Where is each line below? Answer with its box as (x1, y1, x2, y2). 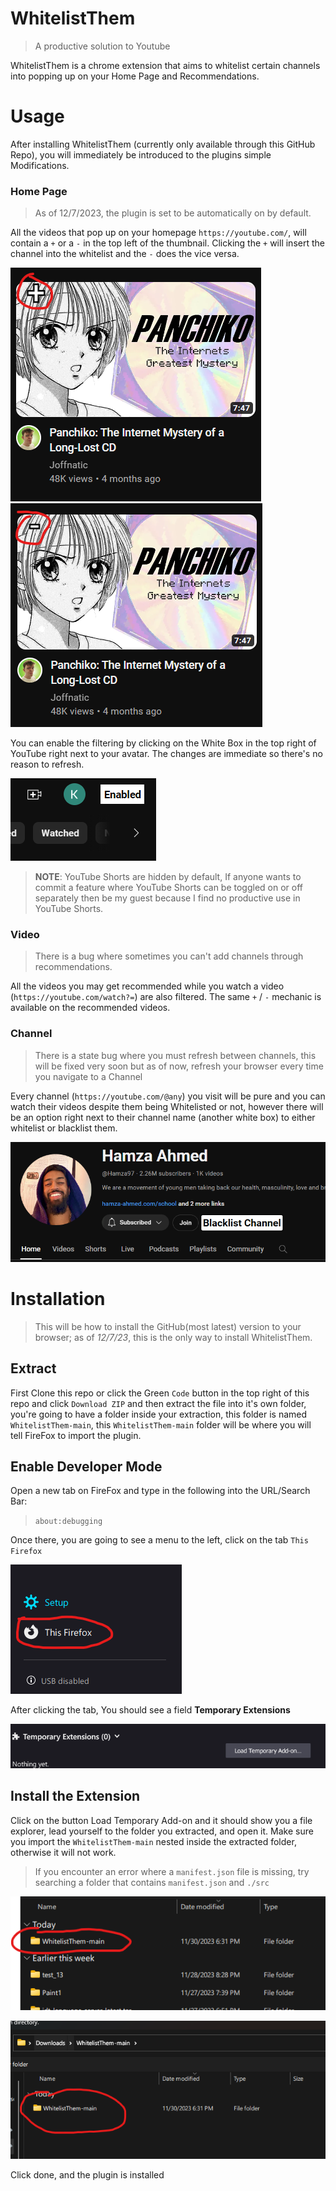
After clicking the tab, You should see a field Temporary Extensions (10, 1704, 291, 1716)
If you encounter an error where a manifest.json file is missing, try (34, 1865, 310, 1877)
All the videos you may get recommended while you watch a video (10, 980, 285, 992)
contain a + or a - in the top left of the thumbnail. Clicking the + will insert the (10, 237, 325, 249)
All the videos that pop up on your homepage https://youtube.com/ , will (10, 227, 307, 239)
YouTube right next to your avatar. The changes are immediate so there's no (10, 748, 323, 760)
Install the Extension (10, 1788, 141, 1805)
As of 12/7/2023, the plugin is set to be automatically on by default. (34, 207, 312, 219)
